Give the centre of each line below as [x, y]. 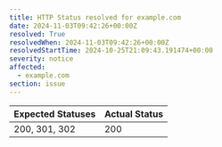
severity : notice [41, 59]
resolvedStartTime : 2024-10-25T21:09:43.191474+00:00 [111, 51]
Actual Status [133, 114]
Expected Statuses [55, 114]
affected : [28, 68]
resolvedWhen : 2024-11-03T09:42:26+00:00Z [89, 42]
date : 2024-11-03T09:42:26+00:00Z [74, 26]
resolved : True [37, 34]
